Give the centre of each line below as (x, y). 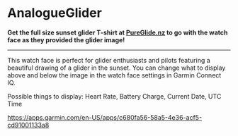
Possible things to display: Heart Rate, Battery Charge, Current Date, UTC (114, 96)
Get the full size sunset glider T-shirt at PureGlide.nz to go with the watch (118, 32)
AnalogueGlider (55, 13)
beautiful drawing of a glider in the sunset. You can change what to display (117, 68)
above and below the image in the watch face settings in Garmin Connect (114, 75)
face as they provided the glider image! (66, 39)
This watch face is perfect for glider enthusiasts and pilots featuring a (109, 60)
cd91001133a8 (28, 125)
